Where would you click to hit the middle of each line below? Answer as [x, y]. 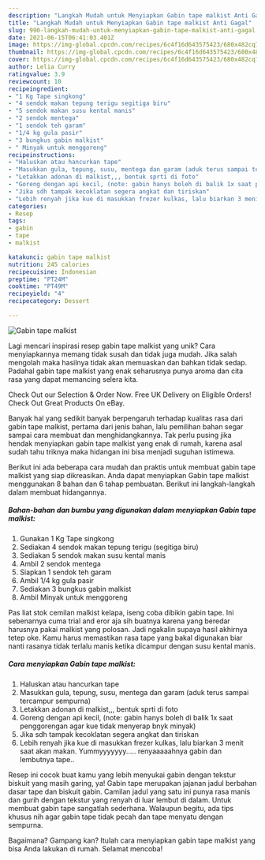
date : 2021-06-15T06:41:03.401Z [61, 37]
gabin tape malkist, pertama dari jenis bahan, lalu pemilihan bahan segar [126, 426]
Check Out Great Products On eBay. [67, 402]
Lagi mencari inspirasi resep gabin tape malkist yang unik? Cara [112, 346]
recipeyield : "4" [37, 294]
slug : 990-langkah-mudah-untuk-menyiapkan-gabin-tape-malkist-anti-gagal [132, 30]
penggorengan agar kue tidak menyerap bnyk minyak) [108, 726]
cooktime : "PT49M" [38, 286]
